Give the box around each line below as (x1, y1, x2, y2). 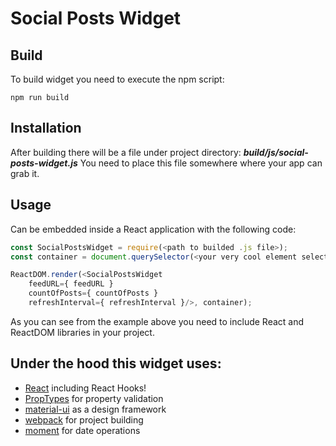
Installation (10, 120, 82, 137)
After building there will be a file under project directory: (10, 146, 242, 158)
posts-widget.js (10, 157, 78, 169)
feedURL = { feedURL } (28, 279, 114, 289)
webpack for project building (24, 413, 144, 426)
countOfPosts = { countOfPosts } (28, 288, 159, 299)
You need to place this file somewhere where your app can (79, 157, 323, 169)
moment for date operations (24, 424, 141, 436)
